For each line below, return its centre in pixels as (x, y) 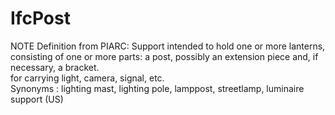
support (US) (37, 99)
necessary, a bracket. (55, 67)
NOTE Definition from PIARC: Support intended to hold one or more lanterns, (168, 46)
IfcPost (40, 18)
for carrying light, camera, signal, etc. (87, 78)
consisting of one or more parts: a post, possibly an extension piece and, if (164, 56)
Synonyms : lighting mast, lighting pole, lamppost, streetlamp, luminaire (157, 88)
